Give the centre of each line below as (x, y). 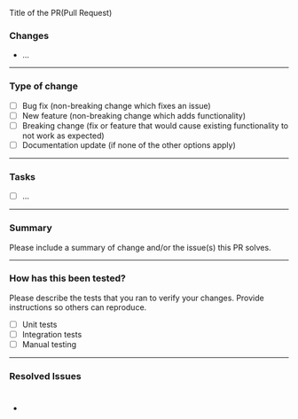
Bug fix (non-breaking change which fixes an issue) (116, 105)
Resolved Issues (45, 376)
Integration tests (52, 334)
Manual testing (49, 344)
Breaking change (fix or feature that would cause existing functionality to (155, 125)
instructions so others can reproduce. (78, 307)
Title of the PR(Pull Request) (61, 13)
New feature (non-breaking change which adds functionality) (134, 115)
